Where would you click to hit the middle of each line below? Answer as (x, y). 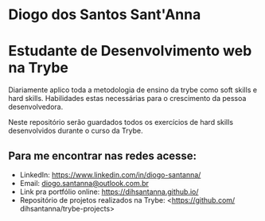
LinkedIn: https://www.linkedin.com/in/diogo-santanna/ (110, 174)
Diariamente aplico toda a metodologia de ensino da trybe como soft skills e (132, 90)
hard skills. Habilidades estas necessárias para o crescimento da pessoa (127, 99)
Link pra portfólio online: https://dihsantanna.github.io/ (109, 192)
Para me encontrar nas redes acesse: (103, 155)
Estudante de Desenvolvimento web (130, 51)
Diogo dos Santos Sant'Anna (105, 15)
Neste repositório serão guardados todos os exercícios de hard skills (121, 122)
